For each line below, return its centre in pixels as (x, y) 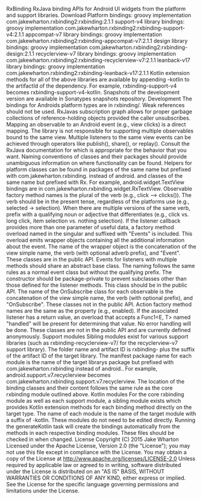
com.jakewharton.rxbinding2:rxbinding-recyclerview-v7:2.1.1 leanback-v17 (98, 60)
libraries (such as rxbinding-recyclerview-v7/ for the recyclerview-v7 (92, 343)
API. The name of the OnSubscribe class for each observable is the (90, 292)
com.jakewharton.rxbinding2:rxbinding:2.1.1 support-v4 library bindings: (96, 21)
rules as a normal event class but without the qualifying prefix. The (89, 272)
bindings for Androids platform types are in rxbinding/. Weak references (96, 105)
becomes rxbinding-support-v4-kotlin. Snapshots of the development (93, 92)
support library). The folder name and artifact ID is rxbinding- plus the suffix (100, 349)
